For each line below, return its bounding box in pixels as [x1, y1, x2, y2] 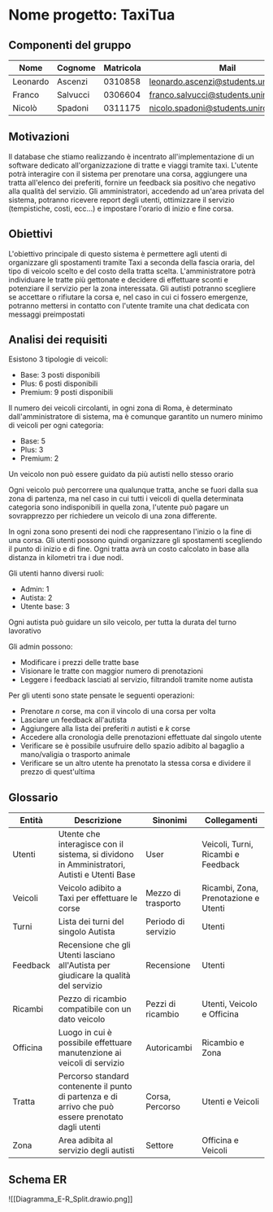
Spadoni [56, 103, 89, 113]
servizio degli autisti [58, 1145, 135, 1157]
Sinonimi [152, 815, 188, 826]
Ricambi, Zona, [201, 882, 258, 894]
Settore [145, 1140, 174, 1151]
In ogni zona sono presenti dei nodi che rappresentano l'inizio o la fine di [8, 527, 252, 536]
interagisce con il [58, 838, 123, 850]
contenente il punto [58, 1081, 132, 1092]
